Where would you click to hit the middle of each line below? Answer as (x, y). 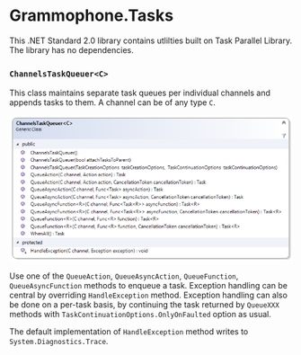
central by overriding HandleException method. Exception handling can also (148, 295)
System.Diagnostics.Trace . (59, 341)
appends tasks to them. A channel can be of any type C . (112, 102)
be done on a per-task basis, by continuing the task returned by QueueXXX (145, 304)
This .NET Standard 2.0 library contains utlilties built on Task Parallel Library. (151, 40)
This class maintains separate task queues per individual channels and (140, 93)
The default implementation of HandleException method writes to (129, 331)
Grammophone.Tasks (91, 16)
